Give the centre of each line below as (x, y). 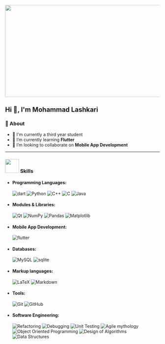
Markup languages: (32, 271)
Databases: (24, 249)
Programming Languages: (39, 183)
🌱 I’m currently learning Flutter (43, 140)
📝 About (15, 123)
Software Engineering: (36, 315)
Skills (27, 171)
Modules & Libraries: (34, 205)
